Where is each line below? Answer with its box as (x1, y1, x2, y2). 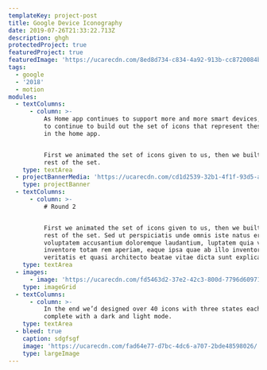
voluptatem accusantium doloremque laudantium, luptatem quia (43, 239, 254, 247)
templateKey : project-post (8, 11, 98, 20)
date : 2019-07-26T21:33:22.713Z (8, 26, 115, 34)
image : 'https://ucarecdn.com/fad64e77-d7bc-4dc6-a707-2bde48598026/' (22, 342, 261, 350)
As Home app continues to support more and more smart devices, (43, 115, 261, 123)
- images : (15, 268, 48, 276)
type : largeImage (22, 349, 80, 357)
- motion (15, 85, 44, 94)
